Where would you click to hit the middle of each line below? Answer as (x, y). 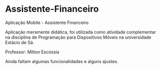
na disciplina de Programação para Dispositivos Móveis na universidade (78, 37)
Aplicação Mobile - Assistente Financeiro (47, 23)
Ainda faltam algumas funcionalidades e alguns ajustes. (62, 61)
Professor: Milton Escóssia (32, 52)
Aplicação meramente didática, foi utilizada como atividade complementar (81, 32)
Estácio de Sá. (20, 42)
